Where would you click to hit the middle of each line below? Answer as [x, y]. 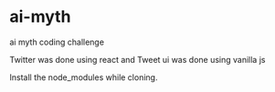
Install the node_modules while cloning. [84, 77]
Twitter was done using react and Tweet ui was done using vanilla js [137, 59]
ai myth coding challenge [57, 42]
